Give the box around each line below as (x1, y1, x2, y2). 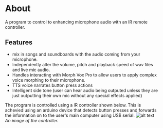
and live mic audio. (12, 67, 50, 73)
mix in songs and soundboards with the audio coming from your (12, 51, 141, 57)
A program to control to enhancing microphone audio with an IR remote (5, 19, 148, 25)
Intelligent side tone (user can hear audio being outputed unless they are (12, 87, 158, 93)
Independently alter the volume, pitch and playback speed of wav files (12, 61, 153, 67)
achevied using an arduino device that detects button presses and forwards (5, 107, 157, 113)
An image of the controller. (5, 117, 59, 123)
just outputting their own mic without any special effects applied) (12, 92, 143, 98)
